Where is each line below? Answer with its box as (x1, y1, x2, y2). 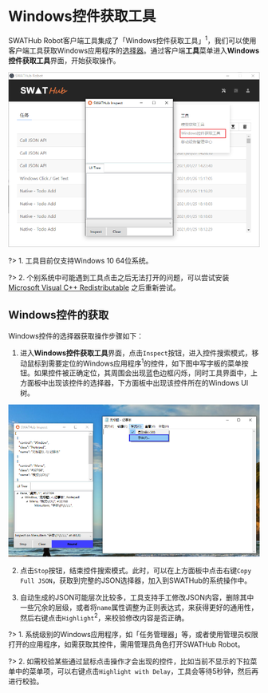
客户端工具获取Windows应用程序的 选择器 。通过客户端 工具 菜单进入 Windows (8, 46, 260, 55)
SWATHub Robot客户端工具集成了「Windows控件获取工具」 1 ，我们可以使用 (8, 34, 257, 45)
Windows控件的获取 (8, 308, 109, 322)
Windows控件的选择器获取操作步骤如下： (8, 331, 144, 340)
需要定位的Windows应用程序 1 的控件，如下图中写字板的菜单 (47, 357, 242, 368)
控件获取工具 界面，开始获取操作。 (8, 55, 120, 65)
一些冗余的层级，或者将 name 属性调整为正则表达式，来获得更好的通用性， (19, 602, 258, 612)
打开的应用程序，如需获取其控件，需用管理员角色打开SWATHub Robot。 (8, 640, 245, 649)
